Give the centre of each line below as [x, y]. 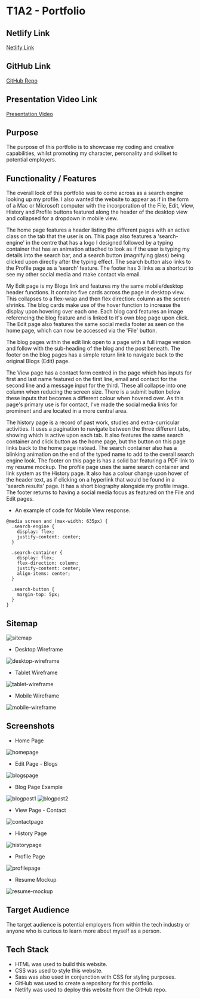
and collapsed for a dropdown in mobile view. [62, 218]
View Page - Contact [40, 810]
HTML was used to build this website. [61, 964]
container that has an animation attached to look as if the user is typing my [98, 249]
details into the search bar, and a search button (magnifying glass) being [96, 255]
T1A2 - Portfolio [46, 11]
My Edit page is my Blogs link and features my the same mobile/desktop [95, 286]
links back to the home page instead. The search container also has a [92, 448]
